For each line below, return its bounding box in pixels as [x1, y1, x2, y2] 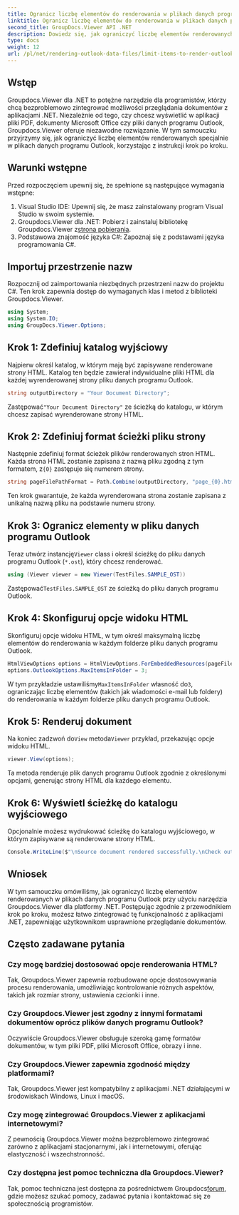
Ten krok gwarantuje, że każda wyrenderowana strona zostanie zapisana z [7, 492, 226, 500]
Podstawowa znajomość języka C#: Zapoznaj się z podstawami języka [17, 233, 225, 241]
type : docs [7, 37, 40, 44]
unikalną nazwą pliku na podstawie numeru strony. [7, 499, 156, 507]
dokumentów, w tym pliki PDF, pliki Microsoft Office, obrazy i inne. [7, 1041, 201, 1049]
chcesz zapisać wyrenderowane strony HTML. [7, 410, 144, 418]
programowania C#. [17, 240, 76, 248]
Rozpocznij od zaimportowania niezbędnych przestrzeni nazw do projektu [7, 280, 225, 288]
